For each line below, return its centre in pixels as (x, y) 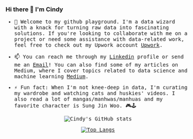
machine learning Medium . (51, 77)
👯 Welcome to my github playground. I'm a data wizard (94, 22)
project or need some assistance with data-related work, (99, 39)
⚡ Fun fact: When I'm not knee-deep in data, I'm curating (101, 88)
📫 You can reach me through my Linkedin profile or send (99, 57)
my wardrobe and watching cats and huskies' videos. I (94, 93)
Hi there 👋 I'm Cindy (34, 9)
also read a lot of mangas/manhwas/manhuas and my (88, 99)
